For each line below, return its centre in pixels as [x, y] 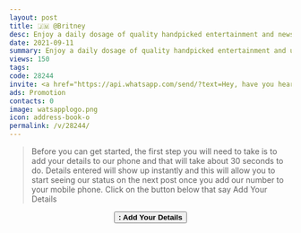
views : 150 [30, 59]
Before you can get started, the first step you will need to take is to [154, 151]
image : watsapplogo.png [54, 109]
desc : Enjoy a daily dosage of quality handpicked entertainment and [142, 34]
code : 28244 [31, 76]
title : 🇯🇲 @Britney [47, 26]
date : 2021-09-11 [42, 43]
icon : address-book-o [50, 117]
